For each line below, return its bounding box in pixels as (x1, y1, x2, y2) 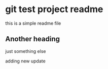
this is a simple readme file (5, 20, 61, 26)
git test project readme (5, 4, 103, 15)
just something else (5, 48, 46, 54)
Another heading (5, 35, 60, 43)
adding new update (5, 58, 46, 64)
